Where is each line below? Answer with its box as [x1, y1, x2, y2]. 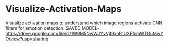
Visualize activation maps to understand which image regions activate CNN [5, 20, 163, 26]
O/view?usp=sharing [5, 36, 49, 42]
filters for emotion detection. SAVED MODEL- [5, 25, 100, 31]
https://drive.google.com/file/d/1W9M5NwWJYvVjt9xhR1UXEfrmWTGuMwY [5, 30, 164, 36]
